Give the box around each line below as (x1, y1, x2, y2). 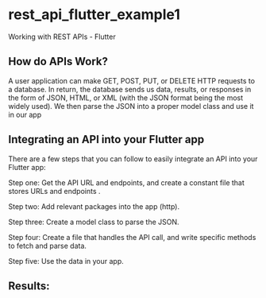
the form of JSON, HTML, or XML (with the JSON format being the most (8, 93, 244, 103)
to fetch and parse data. (8, 241, 87, 250)
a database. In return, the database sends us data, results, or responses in (8, 84, 252, 94)
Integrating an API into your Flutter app (8, 133, 205, 146)
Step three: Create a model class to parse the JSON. (8, 217, 180, 226)
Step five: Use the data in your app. (8, 256, 125, 265)
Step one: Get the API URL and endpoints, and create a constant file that (8, 177, 245, 188)
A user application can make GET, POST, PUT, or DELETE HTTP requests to (8, 75, 256, 85)
